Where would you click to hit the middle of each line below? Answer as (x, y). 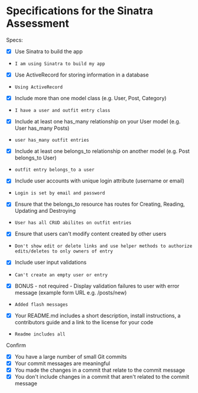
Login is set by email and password (60, 193)
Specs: (15, 40)
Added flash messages (41, 304)
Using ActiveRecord (39, 87)
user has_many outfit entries (52, 140)
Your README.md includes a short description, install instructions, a (98, 315)
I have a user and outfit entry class (62, 111)
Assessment (38, 23)
